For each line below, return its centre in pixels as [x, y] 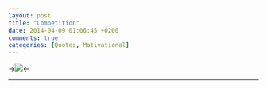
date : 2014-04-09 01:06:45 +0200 [64, 30]
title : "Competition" [44, 23]
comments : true [33, 38]
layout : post [30, 15]
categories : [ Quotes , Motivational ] [69, 45]
